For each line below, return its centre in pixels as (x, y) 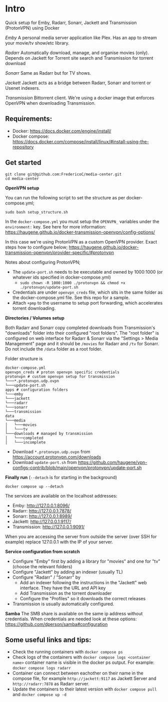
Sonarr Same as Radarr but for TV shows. (48, 73)
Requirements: (29, 119)
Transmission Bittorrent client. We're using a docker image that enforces (80, 98)
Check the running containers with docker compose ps (68, 652)
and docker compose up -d (39, 694)
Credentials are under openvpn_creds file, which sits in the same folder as (87, 292)
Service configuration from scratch (42, 551)
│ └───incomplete (25, 442)
